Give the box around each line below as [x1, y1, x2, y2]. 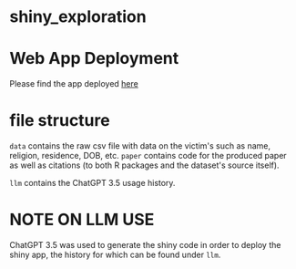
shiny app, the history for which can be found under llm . [9, 249, 221, 260]
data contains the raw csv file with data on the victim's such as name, [9, 140, 271, 151]
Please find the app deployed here [9, 78, 138, 89]
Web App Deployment [9, 48, 179, 69]
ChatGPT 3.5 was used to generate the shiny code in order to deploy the [9, 240, 281, 250]
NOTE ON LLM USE [9, 210, 155, 230]
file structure [9, 110, 111, 131]
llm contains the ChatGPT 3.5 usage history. [9, 178, 176, 189]
